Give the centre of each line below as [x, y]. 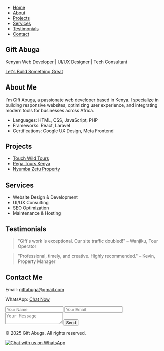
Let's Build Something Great [34, 71]
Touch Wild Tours [31, 158]
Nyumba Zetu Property [36, 169]
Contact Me [24, 277]
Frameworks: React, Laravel [41, 125]
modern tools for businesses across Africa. [50, 110]
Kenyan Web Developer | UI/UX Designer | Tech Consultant [66, 62]
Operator [27, 246]
